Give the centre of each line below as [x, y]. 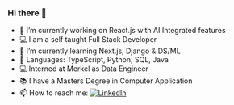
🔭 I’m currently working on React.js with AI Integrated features [123, 31]
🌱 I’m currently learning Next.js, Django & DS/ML [100, 51]
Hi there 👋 [27, 13]
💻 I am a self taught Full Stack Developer [88, 40]
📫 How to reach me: [54, 93]
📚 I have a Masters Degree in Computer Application [106, 81]
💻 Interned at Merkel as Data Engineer [84, 69]
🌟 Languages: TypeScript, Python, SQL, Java [94, 60]
